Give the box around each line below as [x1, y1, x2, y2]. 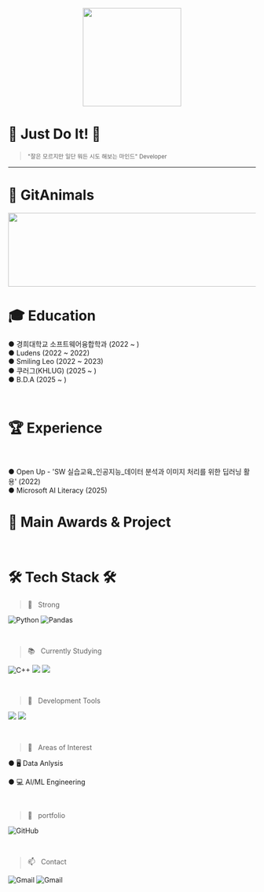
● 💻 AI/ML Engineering [8, 777, 86, 786]
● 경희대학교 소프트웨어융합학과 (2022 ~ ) [8, 339, 140, 348]
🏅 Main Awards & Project [8, 513, 171, 531]
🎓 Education [8, 307, 96, 325]
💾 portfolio [27, 810, 65, 820]
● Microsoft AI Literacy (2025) [8, 485, 108, 495]
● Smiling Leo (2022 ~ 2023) [8, 356, 104, 366]
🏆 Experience [8, 419, 103, 437]
